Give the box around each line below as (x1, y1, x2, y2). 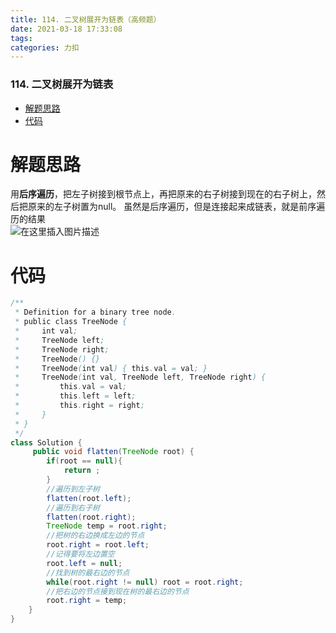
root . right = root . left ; (46, 540, 150, 550)
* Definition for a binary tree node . (14, 307, 177, 318)
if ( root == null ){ (46, 456, 123, 466)
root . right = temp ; (46, 596, 128, 606)
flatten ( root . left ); (46, 493, 132, 503)
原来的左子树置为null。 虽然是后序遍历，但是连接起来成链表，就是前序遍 (27, 201, 326, 213)
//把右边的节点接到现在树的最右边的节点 (46, 586, 190, 596)
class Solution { (10, 437, 83, 448)
